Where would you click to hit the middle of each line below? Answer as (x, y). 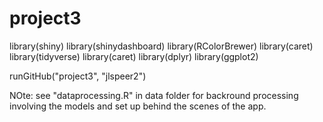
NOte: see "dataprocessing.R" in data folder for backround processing (154, 95)
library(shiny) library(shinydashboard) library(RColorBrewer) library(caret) (161, 46)
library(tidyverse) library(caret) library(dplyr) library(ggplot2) (134, 56)
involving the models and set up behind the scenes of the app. (138, 106)
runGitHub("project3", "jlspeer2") (78, 76)
